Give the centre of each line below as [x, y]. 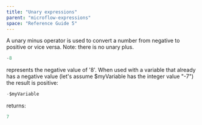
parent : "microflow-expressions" [49, 18]
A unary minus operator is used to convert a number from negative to [93, 41]
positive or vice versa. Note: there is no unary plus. [70, 47]
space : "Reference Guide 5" [42, 23]
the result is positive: [33, 83]
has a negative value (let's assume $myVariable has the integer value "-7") [100, 76]
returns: [16, 106]
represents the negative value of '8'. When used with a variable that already [101, 70]
